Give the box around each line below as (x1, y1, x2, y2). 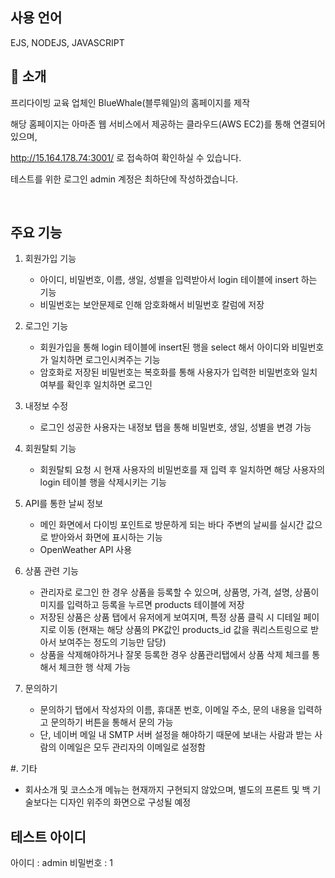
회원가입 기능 (24, 253, 77, 265)
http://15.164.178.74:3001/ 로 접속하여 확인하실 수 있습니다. (10, 151, 242, 163)
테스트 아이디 (10, 828, 87, 845)
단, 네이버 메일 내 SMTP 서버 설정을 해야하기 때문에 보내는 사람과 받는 (39, 729, 313, 741)
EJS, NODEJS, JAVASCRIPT (10, 36, 125, 48)
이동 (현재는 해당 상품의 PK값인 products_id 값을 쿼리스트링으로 (58, 624, 309, 636)
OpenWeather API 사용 (39, 544, 133, 556)
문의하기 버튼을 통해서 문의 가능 (50, 716, 174, 728)
